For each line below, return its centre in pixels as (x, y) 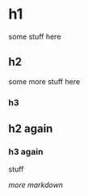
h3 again (26, 151)
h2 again (31, 129)
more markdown (36, 185)
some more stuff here (44, 81)
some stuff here (35, 36)
